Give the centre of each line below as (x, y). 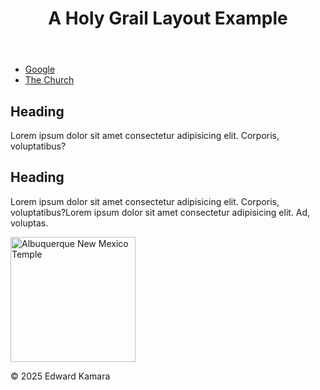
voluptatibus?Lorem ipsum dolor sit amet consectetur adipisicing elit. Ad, (160, 212)
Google (40, 69)
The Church (49, 80)
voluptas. (29, 223)
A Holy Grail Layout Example (168, 18)
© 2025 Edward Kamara (60, 376)
